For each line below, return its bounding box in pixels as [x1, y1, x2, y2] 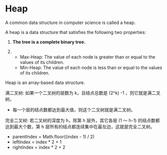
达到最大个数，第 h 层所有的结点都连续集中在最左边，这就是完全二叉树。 [5, 123, 155, 129]
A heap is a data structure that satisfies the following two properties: [5, 29, 146, 35]
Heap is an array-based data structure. [5, 79, 85, 85]
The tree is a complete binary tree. [12, 38, 86, 45]
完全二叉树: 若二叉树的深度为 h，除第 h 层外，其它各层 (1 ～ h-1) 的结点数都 [5, 117, 160, 123]
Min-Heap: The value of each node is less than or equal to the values [19, 64, 162, 70]
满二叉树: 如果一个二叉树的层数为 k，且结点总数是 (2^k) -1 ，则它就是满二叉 [5, 89, 161, 95]
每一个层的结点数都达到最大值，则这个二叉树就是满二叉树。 [12, 106, 135, 112]
